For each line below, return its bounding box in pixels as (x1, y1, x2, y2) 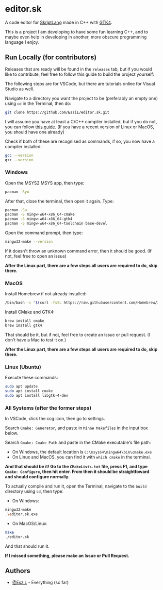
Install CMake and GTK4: (5, 309, 55, 315)
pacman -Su (5, 207, 27, 212)
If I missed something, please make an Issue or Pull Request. (5, 553, 130, 558)
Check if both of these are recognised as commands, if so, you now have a (5, 138, 155, 144)
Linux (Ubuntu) (5, 363, 41, 370)
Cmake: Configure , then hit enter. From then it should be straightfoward (5, 469, 149, 474)
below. (5, 430, 18, 436)
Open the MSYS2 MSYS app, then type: (5, 180, 84, 185)
